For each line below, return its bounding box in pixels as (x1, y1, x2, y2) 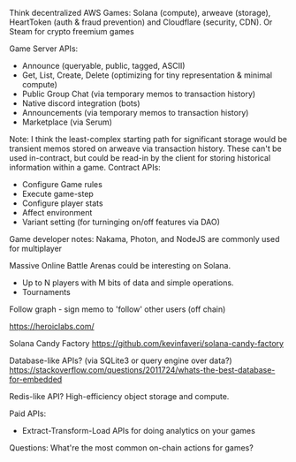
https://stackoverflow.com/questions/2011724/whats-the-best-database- (9, 365, 276, 375)
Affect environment (21, 208, 93, 217)
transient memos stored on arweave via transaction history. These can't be (9, 143, 282, 154)
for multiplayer (9, 243, 63, 254)
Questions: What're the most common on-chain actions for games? (9, 443, 254, 453)
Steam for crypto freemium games (9, 27, 134, 36)
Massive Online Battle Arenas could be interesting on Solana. (9, 261, 231, 270)
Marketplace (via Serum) (21, 117, 113, 127)
